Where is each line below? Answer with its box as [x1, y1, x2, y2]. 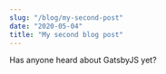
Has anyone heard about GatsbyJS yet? [9, 55, 157, 66]
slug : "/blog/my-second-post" [9, 13, 124, 23]
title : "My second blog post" [9, 30, 124, 39]
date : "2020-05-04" [9, 22, 83, 31]
